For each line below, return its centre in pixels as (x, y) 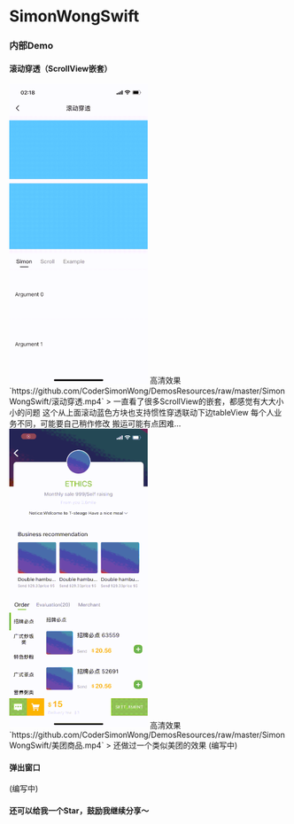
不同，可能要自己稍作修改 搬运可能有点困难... (99, 424)
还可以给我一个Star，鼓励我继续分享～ (79, 810)
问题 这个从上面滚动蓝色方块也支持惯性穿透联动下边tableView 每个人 (149, 412)
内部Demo (31, 46)
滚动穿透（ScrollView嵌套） (61, 68)
